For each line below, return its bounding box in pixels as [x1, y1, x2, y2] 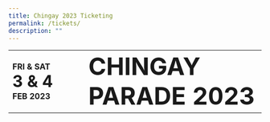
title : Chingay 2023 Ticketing [8, 11, 113, 20]
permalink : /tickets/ [8, 19, 81, 27]
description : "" [8, 26, 63, 35]
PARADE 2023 [88, 81, 256, 112]
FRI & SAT [12, 61, 51, 72]
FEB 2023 [12, 90, 51, 101]
